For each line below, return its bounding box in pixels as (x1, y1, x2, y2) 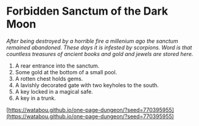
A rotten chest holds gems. (15, 75, 83, 82)
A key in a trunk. (15, 94, 56, 102)
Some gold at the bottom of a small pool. (15, 68, 117, 75)
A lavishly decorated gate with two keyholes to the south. (15, 81, 159, 89)
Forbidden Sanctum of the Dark (6, 4, 169, 18)
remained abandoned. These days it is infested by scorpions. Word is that (6, 44, 192, 51)
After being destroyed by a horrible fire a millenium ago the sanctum (6, 37, 178, 44)
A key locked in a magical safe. (15, 88, 93, 95)
